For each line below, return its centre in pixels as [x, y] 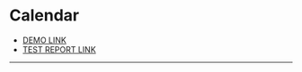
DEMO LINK [44, 40]
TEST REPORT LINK [59, 49]
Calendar [44, 16]
